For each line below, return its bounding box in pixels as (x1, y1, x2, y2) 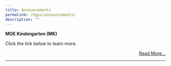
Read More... (139, 50, 166, 56)
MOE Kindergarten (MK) (5, 31, 58, 37)
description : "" (5, 17, 40, 22)
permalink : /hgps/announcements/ (5, 12, 76, 17)
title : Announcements (5, 7, 51, 13)
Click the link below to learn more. (5, 41, 77, 47)
